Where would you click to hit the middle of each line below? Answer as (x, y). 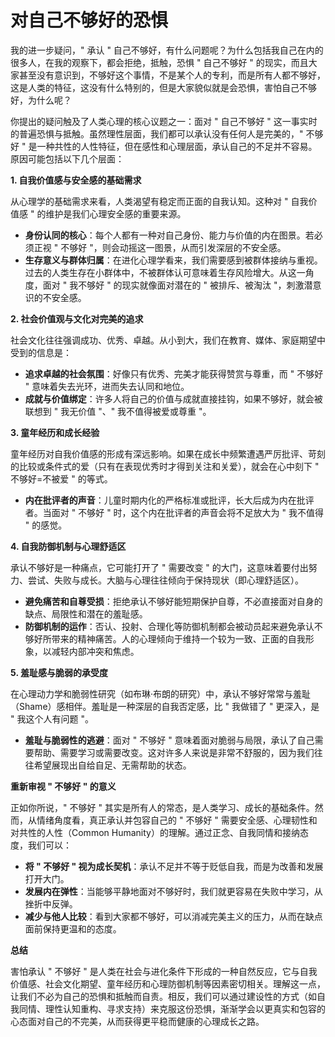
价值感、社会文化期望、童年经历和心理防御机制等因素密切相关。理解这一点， (168, 983)
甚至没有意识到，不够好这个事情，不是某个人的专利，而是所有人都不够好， (172, 75)
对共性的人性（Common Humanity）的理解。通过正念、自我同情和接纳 (155, 832)
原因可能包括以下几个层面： (67, 158)
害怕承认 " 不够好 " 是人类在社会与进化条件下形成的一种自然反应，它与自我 (164, 971)
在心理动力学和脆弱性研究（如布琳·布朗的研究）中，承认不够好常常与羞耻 (161, 693)
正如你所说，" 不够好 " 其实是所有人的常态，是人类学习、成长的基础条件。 (162, 807)
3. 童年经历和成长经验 (55, 432)
